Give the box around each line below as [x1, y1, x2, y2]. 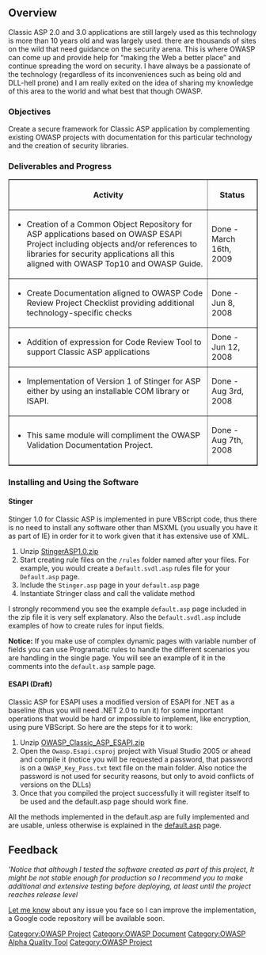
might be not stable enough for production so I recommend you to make [8, 873, 244, 882]
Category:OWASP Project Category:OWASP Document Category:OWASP [8, 929, 246, 938]
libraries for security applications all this [26, 249, 176, 260]
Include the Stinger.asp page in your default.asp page [19, 580, 200, 590]
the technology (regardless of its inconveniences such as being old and [8, 69, 241, 78]
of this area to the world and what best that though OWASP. [8, 86, 203, 96]
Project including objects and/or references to [26, 239, 198, 250]
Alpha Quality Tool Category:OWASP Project [8, 937, 153, 946]
